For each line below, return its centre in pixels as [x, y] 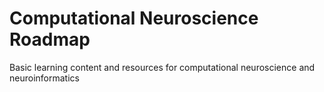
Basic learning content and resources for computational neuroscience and [162, 67]
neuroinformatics [44, 78]
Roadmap [50, 39]
